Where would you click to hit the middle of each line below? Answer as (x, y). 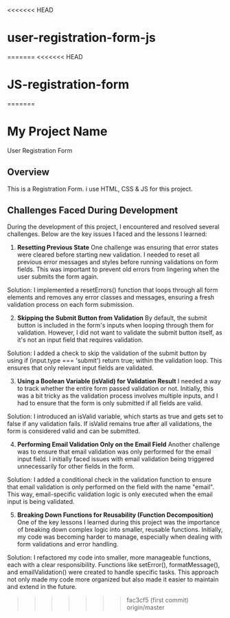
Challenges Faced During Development (93, 210)
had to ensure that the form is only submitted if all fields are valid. (110, 403)
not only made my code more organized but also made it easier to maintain (113, 579)
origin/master (146, 608)
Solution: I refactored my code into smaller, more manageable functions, (109, 557)
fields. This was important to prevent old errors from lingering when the (118, 269)
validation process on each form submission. (70, 305)
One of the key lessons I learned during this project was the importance (118, 522)
